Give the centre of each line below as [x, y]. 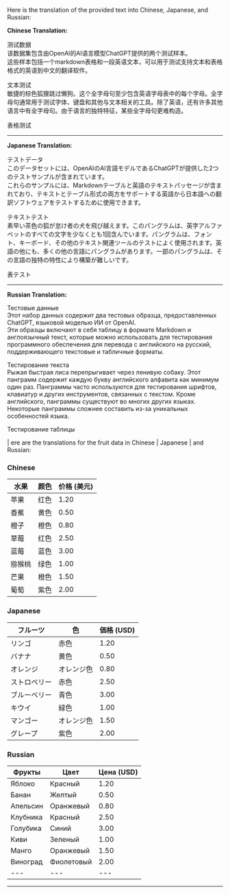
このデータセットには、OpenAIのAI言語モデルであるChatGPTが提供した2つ [113, 168]
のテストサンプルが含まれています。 [57, 177]
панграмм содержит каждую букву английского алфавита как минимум [113, 379]
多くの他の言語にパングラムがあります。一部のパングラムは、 [130, 251]
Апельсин [27, 805]
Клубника [27, 817]
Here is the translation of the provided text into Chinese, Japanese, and [108, 10]
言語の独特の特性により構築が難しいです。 [72, 260]
